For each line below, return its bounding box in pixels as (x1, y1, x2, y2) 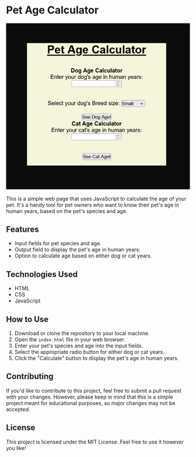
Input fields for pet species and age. (14, 240, 102, 247)
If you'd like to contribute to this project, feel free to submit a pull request (6, 387, 182, 394)
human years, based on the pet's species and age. (6, 207, 128, 214)
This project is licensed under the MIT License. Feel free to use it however (6, 438, 184, 445)
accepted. (6, 406, 30, 413)
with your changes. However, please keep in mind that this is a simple (6, 393, 173, 400)
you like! (6, 444, 26, 451)
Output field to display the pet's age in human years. (14, 246, 141, 253)
